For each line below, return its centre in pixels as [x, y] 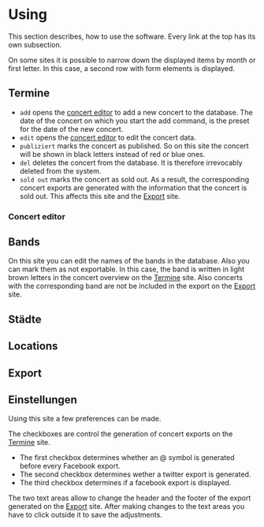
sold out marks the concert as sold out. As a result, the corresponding [134, 179]
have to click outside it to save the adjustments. [86, 515]
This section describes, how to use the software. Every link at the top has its [132, 36]
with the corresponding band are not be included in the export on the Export [132, 286]
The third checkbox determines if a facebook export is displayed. [125, 483]
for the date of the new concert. [71, 129]
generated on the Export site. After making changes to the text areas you [126, 506]
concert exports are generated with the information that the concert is [133, 188]
